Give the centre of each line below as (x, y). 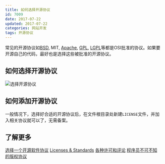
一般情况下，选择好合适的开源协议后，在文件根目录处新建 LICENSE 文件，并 (80, 114)
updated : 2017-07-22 (27, 24)
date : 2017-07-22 (23, 19)
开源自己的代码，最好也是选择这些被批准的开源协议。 (59, 54)
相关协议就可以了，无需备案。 (40, 120)
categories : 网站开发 (26, 28)
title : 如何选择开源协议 (28, 10)
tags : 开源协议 (19, 33)
